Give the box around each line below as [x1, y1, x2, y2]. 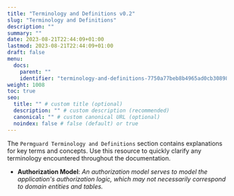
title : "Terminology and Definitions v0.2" [7, 10, 136, 17]
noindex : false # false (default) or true [13, 120, 139, 127]
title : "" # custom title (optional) [13, 101, 123, 108]
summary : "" [7, 29, 42, 37]
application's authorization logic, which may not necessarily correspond [17, 174, 226, 183]
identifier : [19, 74, 54, 82]
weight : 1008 [7, 81, 45, 88]
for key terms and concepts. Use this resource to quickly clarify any [7, 147, 202, 155]
